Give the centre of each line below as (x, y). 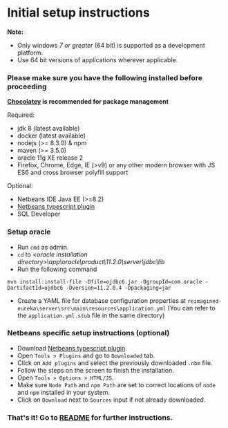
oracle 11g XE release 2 (50, 158)
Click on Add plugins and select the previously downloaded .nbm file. (115, 363)
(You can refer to (191, 308)
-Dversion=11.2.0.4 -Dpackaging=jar (118, 288)
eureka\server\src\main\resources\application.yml (92, 308)
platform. (30, 53)
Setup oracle (29, 232)
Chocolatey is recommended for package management (88, 102)
